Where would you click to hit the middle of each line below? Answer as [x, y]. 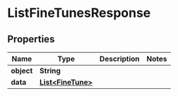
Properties [31, 39]
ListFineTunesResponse [79, 13]
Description [119, 59]
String [51, 71]
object [22, 71]
